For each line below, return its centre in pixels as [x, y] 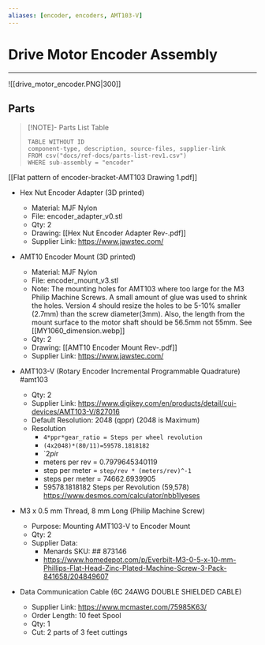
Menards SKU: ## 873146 [85, 551]
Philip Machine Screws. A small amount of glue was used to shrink [139, 298]
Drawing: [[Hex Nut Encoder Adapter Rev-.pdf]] [109, 233]
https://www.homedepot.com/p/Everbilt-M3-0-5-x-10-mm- [140, 560]
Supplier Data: [54, 543]
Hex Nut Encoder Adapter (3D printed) [82, 193]
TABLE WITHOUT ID [56, 142]
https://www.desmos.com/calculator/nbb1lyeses [121, 496]
